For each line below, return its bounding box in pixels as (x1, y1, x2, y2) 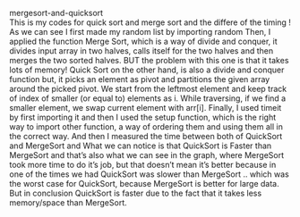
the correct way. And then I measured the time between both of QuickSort (9, 131, 283, 141)
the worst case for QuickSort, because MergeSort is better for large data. (9, 179, 279, 188)
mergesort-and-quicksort (9, 8, 104, 18)
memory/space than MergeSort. (9, 197, 127, 208)
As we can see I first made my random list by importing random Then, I (9, 27, 271, 37)
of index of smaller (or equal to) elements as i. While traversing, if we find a (9, 93, 287, 104)
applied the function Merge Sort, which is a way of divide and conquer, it (9, 36, 278, 46)
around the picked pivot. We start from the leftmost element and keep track (9, 84, 287, 94)
